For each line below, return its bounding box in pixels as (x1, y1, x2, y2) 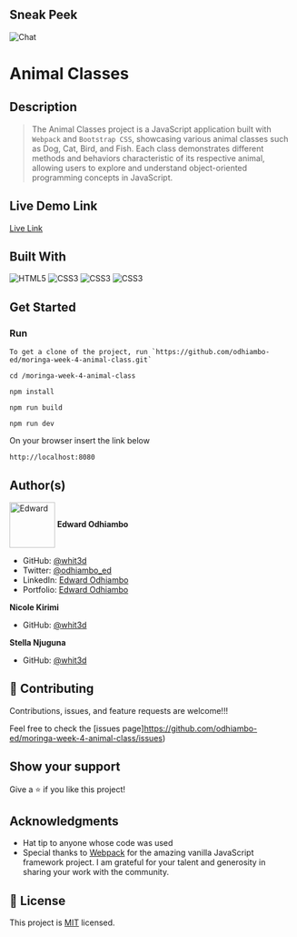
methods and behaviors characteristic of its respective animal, (31, 152, 265, 163)
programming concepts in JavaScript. (31, 172, 173, 183)
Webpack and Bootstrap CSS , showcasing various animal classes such (31, 133, 289, 144)
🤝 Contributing (9, 681, 94, 697)
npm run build (9, 403, 64, 412)
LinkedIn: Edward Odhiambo (22, 574, 129, 586)
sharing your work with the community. (22, 867, 170, 878)
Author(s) (9, 477, 66, 493)
